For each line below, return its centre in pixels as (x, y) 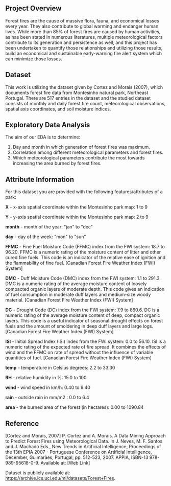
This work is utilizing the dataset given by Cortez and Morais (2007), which (84, 87)
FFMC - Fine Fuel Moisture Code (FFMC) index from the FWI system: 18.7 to (85, 247)
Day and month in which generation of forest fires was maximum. (81, 147)
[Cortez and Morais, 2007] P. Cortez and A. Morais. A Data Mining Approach (86, 436)
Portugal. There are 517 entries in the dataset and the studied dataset (78, 98)
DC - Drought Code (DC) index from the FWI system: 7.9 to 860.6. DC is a (82, 310)
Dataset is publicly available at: (38, 473)
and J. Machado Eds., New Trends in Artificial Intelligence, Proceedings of (83, 447)
